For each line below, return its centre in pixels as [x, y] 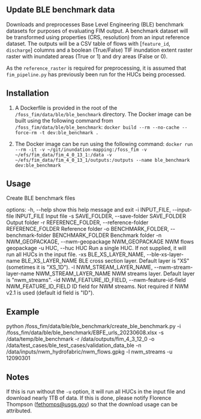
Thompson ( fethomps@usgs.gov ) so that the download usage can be [92, 405]
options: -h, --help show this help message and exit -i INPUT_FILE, [88, 210]
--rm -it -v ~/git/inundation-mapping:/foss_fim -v [81, 150]
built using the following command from [64, 120]
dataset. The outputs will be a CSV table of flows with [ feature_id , [88, 43]
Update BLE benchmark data [61, 10]
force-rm [26, 133]
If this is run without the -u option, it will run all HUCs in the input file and [96, 392]
